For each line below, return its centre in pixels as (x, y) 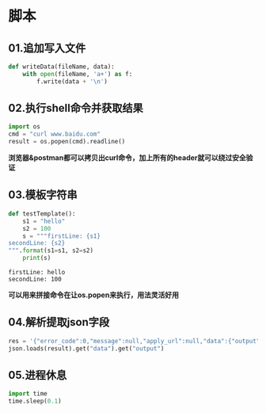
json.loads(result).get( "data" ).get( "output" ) (86, 348)
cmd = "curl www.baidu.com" (55, 134)
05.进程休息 (38, 375)
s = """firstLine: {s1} (62, 236)
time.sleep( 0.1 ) (35, 401)
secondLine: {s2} (37, 243)
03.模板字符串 (43, 195)
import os (25, 127)
